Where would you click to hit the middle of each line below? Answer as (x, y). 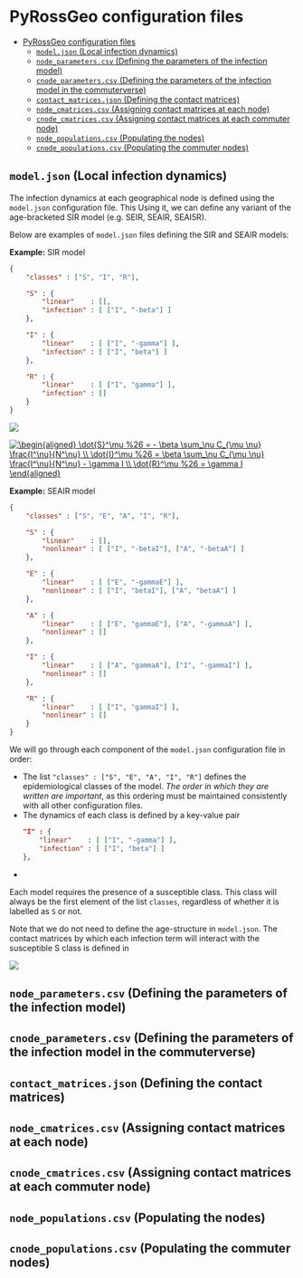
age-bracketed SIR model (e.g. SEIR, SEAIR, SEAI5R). (108, 217)
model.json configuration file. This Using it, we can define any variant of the (150, 207)
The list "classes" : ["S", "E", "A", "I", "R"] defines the (134, 777)
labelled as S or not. (46, 911)
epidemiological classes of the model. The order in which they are (146, 786)
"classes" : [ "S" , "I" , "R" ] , (83, 277)
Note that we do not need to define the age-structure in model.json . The (143, 929)
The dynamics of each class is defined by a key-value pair (131, 815)
